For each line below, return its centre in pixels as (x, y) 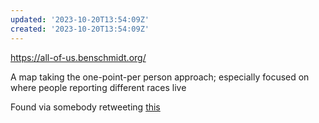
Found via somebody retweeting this (85, 107)
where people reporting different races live (98, 87)
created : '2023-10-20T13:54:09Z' (80, 29)
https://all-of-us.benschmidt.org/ (78, 57)
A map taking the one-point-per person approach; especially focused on (160, 77)
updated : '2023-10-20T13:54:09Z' (80, 19)
